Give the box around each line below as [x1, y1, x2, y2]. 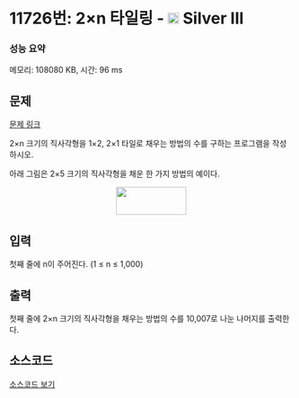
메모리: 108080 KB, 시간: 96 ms [9, 65, 123, 75]
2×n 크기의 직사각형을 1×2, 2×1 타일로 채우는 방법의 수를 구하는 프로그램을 [9, 138, 271, 149]
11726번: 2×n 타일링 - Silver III [9, 8, 244, 29]
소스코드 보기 [9, 378, 56, 389]
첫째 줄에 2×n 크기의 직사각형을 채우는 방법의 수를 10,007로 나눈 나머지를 [9, 313, 267, 323]
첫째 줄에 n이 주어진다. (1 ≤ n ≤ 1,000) [9, 259, 144, 270]
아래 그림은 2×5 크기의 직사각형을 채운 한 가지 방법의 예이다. [9, 168, 220, 180]
